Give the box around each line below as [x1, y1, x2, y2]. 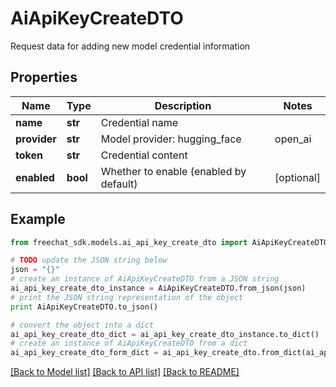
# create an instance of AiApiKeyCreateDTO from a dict [10, 338, 248, 349]
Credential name [100, 115, 179, 129]
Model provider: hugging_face [100, 132, 242, 146]
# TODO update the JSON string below [10, 255, 168, 266]
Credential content [100, 148, 188, 162]
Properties [10, 69, 78, 86]
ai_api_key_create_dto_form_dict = [10, 348, 159, 358]
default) [100, 177, 138, 191]
